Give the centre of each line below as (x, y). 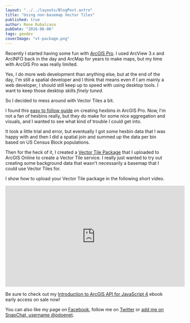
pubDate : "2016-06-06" (29, 29)
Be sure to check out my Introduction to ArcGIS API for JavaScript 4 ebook (84, 294)
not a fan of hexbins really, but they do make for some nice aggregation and (85, 116)
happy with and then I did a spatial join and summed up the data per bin (81, 137)
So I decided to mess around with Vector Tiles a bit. (60, 100)
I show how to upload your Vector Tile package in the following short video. (85, 178)
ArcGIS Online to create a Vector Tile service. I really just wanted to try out (84, 158)
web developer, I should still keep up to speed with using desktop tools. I (82, 85)
